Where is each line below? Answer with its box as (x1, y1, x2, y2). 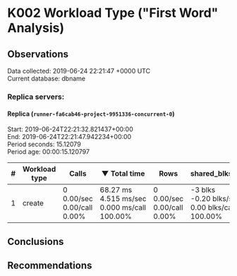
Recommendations (7, 259, 92, 271)
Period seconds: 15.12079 (7, 140, 81, 149)
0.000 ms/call (99, 203, 147, 212)
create (22, 198, 44, 208)
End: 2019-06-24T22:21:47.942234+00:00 (7, 133, 132, 141)
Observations (7, 48, 69, 60)
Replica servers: (7, 92, 65, 102)
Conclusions (7, 235, 64, 248)
